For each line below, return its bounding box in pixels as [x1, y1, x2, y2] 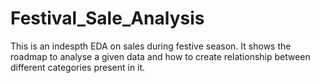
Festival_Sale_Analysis [10, 7, 205, 30]
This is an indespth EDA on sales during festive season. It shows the [10, 40, 292, 52]
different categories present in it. [10, 61, 146, 73]
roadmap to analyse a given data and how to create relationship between [10, 50, 311, 62]
